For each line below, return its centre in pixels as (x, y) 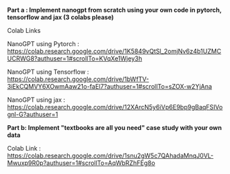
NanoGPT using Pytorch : (43, 44)
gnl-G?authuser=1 (33, 114)
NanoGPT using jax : (36, 100)
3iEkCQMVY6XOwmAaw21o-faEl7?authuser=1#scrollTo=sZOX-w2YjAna (110, 86)
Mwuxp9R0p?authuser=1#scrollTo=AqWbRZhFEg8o (81, 163)
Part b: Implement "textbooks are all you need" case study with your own (115, 128)
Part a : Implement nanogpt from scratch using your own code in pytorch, (115, 10)
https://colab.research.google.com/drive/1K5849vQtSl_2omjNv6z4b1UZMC (114, 51)
